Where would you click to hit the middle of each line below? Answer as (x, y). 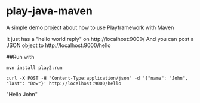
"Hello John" (22, 94)
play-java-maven (49, 11)
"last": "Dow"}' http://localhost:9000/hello (64, 83)
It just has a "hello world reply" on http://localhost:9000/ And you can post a (100, 39)
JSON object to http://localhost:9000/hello (59, 45)
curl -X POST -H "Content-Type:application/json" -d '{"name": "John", (97, 78)
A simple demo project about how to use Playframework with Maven (90, 27)
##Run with (20, 57)
